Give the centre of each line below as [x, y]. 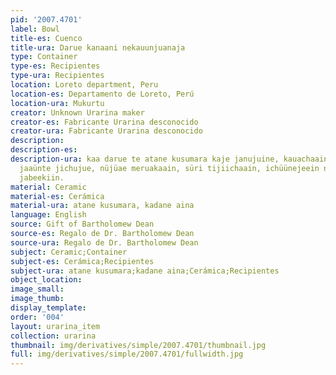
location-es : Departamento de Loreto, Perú [102, 94]
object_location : [46, 280]
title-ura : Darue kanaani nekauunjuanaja [98, 47]
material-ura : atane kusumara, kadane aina [102, 206]
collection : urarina [53, 336]
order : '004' [37, 317]
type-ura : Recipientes [57, 76]
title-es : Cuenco [46, 38]
